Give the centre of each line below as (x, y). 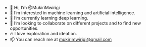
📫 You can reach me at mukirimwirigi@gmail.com (61, 39)
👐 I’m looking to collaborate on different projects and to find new (75, 23)
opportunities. (24, 28)
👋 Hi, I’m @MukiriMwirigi (35, 8)
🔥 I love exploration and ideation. (43, 34)
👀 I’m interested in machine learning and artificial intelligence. (73, 13)
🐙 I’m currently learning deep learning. (49, 18)
